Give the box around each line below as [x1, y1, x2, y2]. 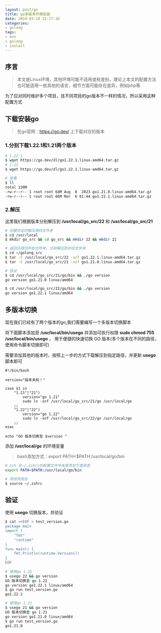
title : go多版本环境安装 [5, 12, 50, 17]
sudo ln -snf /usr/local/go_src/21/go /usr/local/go [22, 399, 132, 404]
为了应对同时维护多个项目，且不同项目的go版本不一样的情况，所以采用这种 [5, 93, 156, 99]
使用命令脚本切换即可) [5, 342, 50, 348]
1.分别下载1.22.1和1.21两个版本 [5, 142, 77, 149]
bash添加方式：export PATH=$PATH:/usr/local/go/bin [17, 454, 125, 459]
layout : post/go [5, 7, 38, 12]
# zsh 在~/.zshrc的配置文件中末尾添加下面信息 [5, 463, 90, 468]
